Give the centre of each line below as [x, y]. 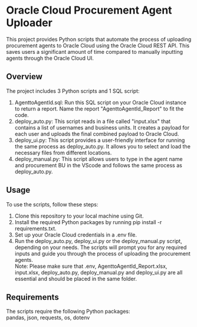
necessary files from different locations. [63, 153]
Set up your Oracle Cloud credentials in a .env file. [76, 235]
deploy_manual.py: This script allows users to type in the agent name [98, 159]
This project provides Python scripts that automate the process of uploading [99, 39]
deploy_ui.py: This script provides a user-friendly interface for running [100, 140]
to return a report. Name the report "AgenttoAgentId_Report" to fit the [99, 109]
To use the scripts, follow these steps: [52, 204]
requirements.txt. [36, 228]
